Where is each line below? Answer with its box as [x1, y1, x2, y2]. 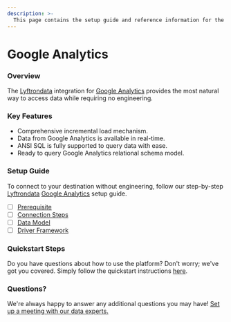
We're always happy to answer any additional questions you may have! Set [7, 300, 220, 308]
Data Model [17, 218, 50, 227]
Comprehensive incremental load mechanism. [17, 127, 149, 135]
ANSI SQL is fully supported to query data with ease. [17, 142, 168, 150]
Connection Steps [17, 210, 69, 218]
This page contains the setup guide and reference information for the [13, 17, 225, 23]
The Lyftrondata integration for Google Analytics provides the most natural [7, 86, 219, 95]
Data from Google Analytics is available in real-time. [17, 134, 165, 142]
